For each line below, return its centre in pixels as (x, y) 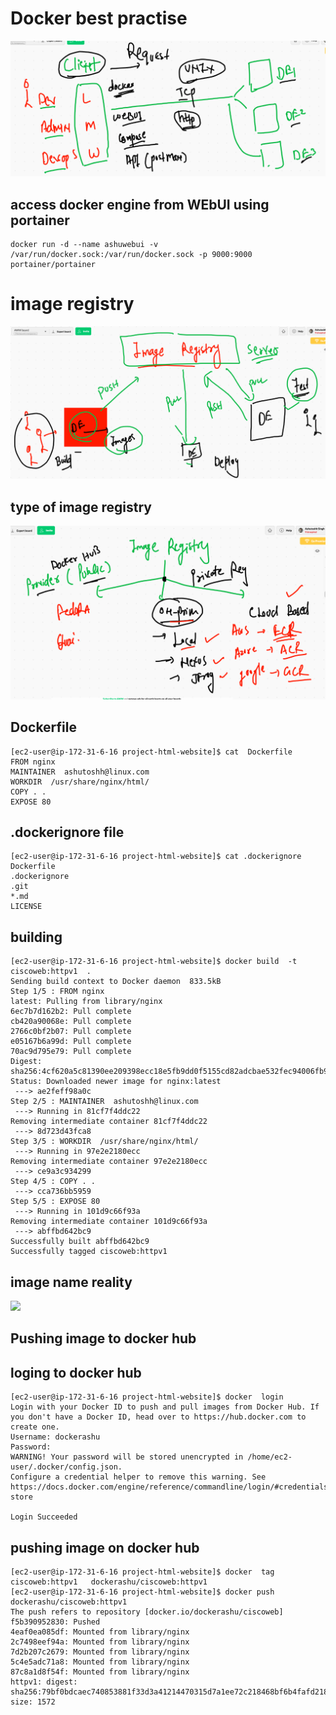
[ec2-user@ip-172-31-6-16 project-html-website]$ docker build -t (154, 962)
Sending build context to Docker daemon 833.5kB (116, 982)
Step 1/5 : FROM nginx (57, 992)
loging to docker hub (76, 1372)
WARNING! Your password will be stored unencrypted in (127, 1457)
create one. (35, 1427)
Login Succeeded (44, 1517)
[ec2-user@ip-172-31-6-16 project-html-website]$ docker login (147, 1397)
